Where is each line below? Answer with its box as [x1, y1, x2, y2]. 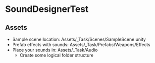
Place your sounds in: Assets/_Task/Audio [12, 47, 98, 53]
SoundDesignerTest [5, 3, 89, 15]
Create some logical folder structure [19, 52, 94, 58]
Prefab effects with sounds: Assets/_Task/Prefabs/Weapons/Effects [12, 42, 151, 48]
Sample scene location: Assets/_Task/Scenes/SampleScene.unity [12, 36, 146, 42]
